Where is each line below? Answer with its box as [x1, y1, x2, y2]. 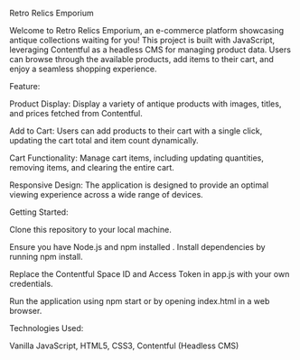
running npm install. [9, 252, 83, 262]
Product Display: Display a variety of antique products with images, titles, [9, 98, 282, 109]
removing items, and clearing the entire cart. [9, 162, 174, 172]
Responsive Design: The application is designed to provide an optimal [9, 180, 269, 190]
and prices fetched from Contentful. [9, 108, 143, 118]
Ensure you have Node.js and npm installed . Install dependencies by [9, 242, 266, 252]
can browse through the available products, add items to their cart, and [9, 54, 274, 64]
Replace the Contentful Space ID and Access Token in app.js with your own [9, 269, 290, 279]
